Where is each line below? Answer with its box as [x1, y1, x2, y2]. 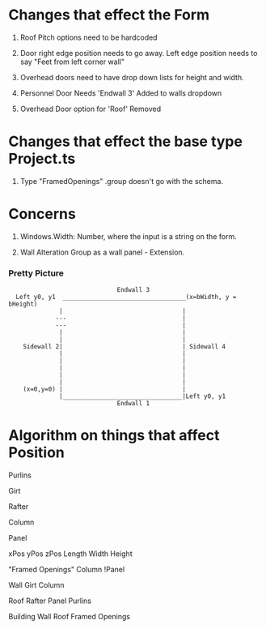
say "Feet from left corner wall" [19, 57, 125, 66]
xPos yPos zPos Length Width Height [8, 549, 133, 558]
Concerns [8, 205, 77, 224]
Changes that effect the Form [8, 6, 210, 24]
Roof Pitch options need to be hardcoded [19, 32, 158, 42]
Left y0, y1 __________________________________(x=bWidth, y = [15, 293, 237, 302]
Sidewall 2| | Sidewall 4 [23, 343, 226, 351]
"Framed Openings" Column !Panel [8, 565, 125, 575]
